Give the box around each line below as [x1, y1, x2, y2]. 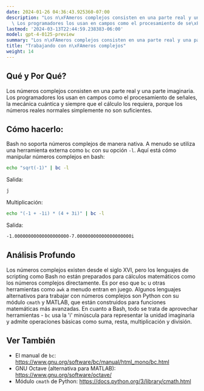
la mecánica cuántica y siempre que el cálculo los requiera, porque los [6, 100, 183, 107]
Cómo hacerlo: [6, 124, 64, 134]
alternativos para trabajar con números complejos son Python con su [6, 292, 179, 299]
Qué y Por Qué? [6, 71, 67, 81]
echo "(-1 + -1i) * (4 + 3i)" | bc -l [6, 210, 104, 216]
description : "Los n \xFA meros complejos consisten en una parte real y [6, 15, 191, 21]
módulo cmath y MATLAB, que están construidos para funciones [6, 299, 166, 306]
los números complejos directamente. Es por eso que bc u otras [6, 279, 166, 286]
